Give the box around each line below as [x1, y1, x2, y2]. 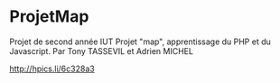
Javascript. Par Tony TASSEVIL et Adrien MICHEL [9, 45, 194, 56]
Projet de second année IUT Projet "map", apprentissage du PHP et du [9, 36, 271, 47]
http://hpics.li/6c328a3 [9, 63, 95, 74]
